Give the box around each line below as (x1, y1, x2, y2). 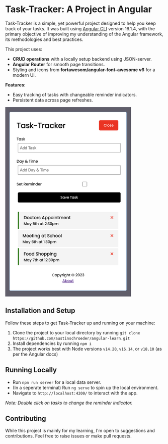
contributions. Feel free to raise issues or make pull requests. (5, 433, 132, 439)
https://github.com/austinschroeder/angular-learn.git (12, 336, 130, 341)
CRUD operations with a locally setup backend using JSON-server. (12, 56, 152, 62)
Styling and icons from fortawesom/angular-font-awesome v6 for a (12, 67, 155, 73)
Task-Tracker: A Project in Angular (5, 4, 152, 15)
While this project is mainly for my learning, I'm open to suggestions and (5, 428, 155, 434)
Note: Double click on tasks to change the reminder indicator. (5, 400, 133, 406)
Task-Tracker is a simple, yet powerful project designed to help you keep (5, 20, 156, 26)
